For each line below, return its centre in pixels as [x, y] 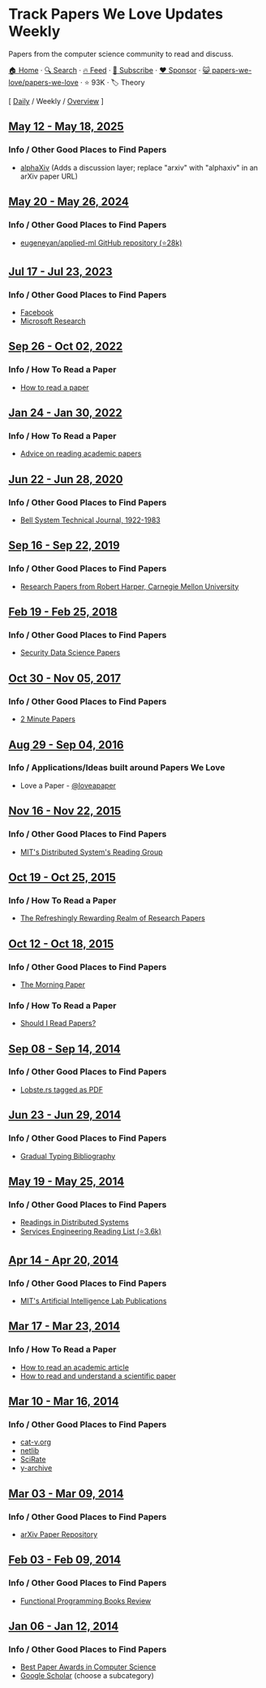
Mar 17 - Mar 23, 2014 [64, 1326]
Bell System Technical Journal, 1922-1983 [90, 520]
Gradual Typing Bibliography [68, 1156]
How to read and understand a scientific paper [98, 1376]
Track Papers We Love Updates [116, 14]
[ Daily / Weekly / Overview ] [56, 101]
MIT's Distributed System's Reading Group [92, 852]
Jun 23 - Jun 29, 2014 [65, 1115]
